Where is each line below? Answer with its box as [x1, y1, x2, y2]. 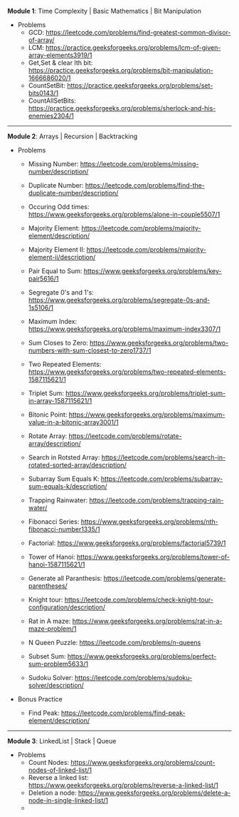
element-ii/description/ [28, 253, 96, 261]
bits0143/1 [28, 89, 59, 97]
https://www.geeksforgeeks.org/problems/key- [83, 267, 222, 275]
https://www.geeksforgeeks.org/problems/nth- [80, 517, 218, 526]
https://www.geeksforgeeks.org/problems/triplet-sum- [65, 389, 226, 397]
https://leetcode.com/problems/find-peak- [60, 709, 186, 717]
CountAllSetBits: [28, 96, 76, 105]
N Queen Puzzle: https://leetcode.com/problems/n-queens [28, 639, 201, 646]
